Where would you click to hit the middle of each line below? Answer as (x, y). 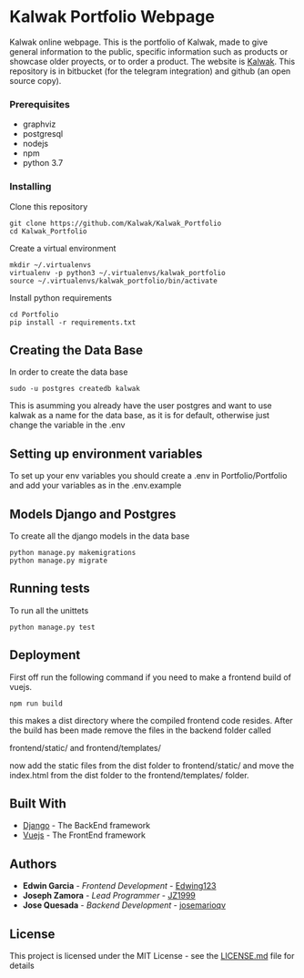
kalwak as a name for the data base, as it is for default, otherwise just (140, 416)
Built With (38, 803)
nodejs (35, 144)
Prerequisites (40, 104)
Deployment (45, 655)
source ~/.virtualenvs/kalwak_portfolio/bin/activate (114, 281)
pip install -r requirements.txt (73, 322)
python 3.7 (43, 163)
